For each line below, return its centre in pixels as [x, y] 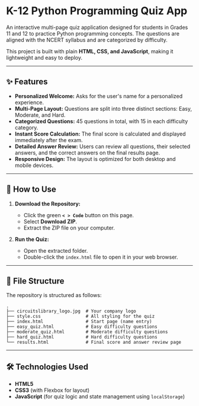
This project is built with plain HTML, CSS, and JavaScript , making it [90, 51]
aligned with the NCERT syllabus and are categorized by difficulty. [87, 40]
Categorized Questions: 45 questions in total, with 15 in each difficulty [101, 121]
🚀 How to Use [31, 190]
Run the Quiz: [32, 239]
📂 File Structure [35, 281]
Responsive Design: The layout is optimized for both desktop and [95, 159]
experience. [29, 102]
